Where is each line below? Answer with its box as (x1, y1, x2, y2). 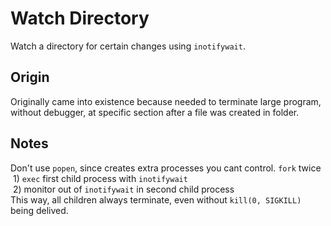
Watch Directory (10, 7, 150, 30)
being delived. (10, 204, 69, 216)
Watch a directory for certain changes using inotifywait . (10, 40, 246, 52)
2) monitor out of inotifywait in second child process (12, 183, 235, 195)
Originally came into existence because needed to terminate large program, (10, 95, 322, 107)
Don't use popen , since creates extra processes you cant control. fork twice (10, 162, 322, 174)
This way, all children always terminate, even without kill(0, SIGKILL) (10, 193, 302, 206)
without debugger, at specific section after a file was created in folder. (10, 106, 300, 118)
